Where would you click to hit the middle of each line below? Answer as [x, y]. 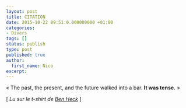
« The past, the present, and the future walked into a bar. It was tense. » [93, 88]
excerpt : [17, 71]
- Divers [17, 33]
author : [15, 60]
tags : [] [17, 39]
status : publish [26, 44]
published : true [26, 55]
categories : [20, 28]
